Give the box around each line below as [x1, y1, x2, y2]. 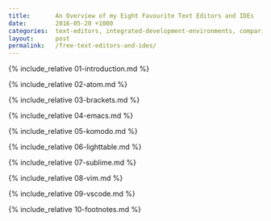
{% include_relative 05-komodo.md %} [8, 127, 139, 136]
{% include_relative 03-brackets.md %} [8, 95, 140, 105]
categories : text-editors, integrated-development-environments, [8, 27, 236, 35]
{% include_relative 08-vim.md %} [8, 173, 123, 183]
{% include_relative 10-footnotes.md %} [8, 205, 141, 215]
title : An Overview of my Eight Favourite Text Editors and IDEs [8, 11, 254, 20]
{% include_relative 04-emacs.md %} [8, 110, 134, 121]
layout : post [8, 34, 70, 43]
